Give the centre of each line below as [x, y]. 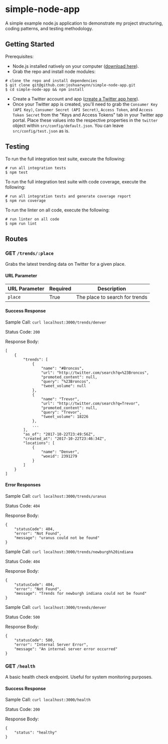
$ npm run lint [21, 224]
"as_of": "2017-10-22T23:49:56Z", [59, 434]
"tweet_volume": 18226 [65, 416]
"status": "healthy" [36, 733]
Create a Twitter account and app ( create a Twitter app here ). [76, 98]
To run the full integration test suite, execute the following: [65, 159]
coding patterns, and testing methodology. [49, 28]
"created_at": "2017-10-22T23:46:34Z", [65, 439]
